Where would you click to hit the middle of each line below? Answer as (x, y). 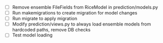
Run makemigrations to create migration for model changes (75, 13)
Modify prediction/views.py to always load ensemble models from (81, 24)
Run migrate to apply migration (45, 18)
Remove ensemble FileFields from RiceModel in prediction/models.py (85, 7)
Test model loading (32, 35)
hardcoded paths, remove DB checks (51, 30)
